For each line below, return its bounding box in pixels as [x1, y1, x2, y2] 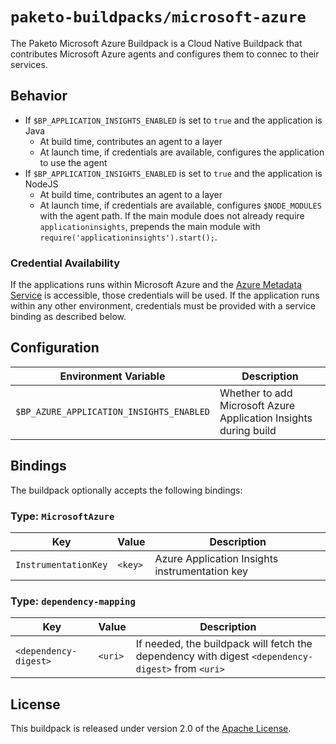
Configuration [10, 339, 100, 357]
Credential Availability [10, 256, 121, 270]
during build [219, 423, 277, 437]
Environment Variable [59, 369, 166, 383]
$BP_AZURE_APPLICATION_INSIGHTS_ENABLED [15, 406, 210, 417]
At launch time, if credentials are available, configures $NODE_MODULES [39, 199, 322, 211]
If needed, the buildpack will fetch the [135, 637, 313, 651]
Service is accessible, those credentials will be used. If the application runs [10, 289, 320, 302]
